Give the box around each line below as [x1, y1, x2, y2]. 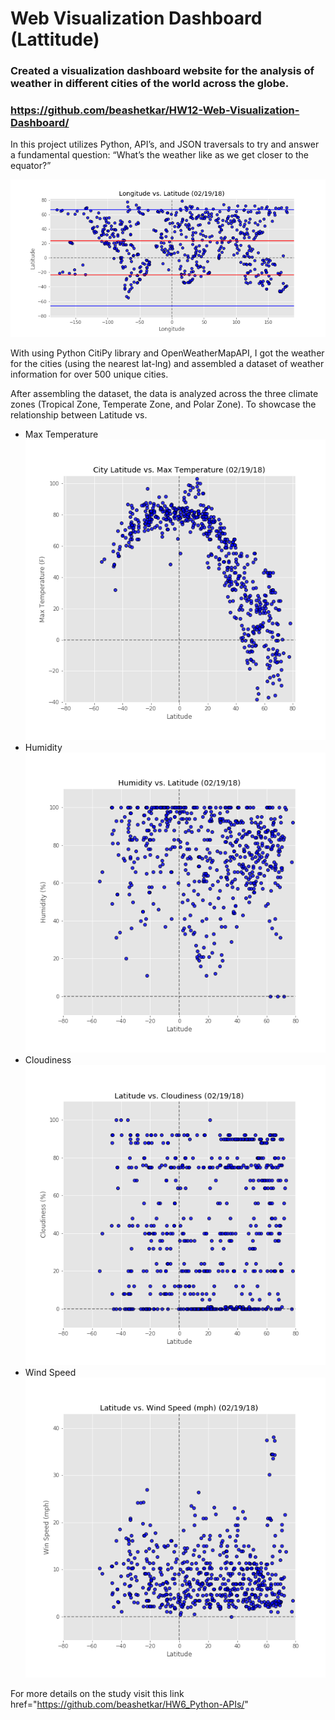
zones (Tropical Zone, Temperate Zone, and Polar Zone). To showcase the [10, 398, 317, 411]
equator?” [10, 160, 52, 172]
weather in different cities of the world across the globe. [10, 77, 290, 91]
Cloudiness [24, 1053, 72, 1066]
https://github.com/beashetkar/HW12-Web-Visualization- [10, 103, 300, 117]
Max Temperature [24, 428, 99, 441]
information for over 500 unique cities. [10, 368, 169, 381]
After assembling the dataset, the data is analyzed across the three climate [10, 388, 319, 400]
